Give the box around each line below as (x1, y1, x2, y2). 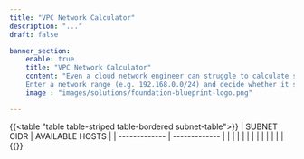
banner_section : (9, 46, 71, 55)
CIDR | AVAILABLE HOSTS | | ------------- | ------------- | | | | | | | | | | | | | (9, 130, 284, 141)
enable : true (25, 55, 75, 64)
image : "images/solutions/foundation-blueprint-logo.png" (25, 88, 253, 98)
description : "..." (9, 22, 83, 31)
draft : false (9, 30, 59, 39)
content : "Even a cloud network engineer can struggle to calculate (25, 71, 290, 81)
